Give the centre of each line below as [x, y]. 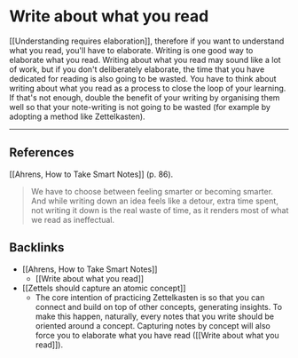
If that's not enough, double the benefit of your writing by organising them [145, 97]
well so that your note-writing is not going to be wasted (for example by [140, 107]
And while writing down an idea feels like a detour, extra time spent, [155, 201]
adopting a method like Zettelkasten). [77, 116]
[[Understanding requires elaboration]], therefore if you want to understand [147, 41]
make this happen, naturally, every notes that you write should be [155, 316]
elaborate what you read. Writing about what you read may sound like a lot [145, 60]
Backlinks [37, 247]
